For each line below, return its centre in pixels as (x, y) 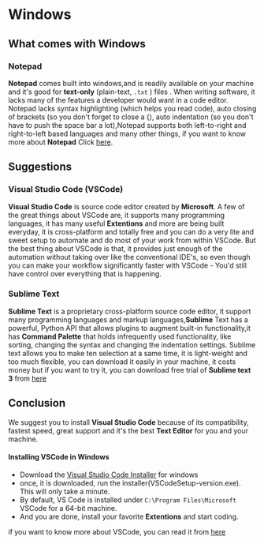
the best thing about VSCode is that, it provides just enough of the (115, 248)
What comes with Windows (77, 44)
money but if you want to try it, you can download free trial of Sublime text (130, 370)
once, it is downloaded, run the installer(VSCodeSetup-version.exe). (130, 482)
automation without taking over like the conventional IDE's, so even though (129, 257)
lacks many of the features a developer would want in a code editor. (118, 99)
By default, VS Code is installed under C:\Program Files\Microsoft (128, 500)
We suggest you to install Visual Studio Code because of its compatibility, (129, 422)
